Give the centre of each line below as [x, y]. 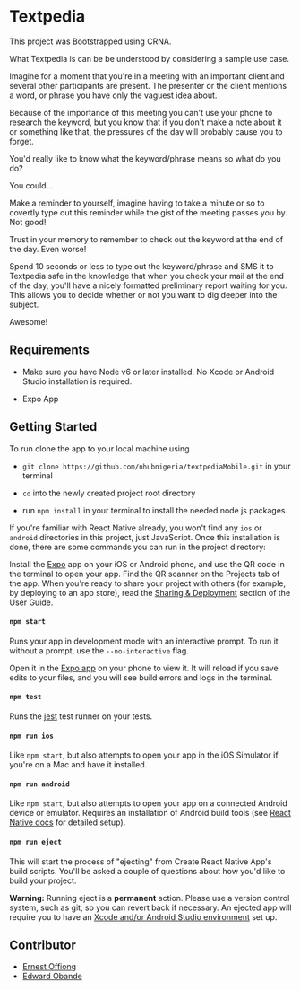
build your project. [43, 880]
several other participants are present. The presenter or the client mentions [148, 85]
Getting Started [53, 427]
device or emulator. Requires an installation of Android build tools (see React [150, 813]
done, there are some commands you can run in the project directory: [137, 547]
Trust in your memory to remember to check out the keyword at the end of [146, 239]
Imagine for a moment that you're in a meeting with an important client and [147, 76]
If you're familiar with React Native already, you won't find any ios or [136, 528]
